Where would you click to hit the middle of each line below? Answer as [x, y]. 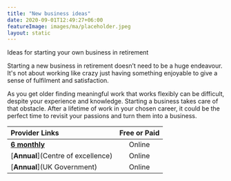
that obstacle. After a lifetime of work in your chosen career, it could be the [114, 108]
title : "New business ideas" [49, 13]
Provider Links [35, 133]
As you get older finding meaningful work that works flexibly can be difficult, [116, 94]
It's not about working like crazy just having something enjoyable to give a [112, 73]
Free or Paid [140, 133]
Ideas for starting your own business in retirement [78, 53]
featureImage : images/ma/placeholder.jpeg [69, 26]
